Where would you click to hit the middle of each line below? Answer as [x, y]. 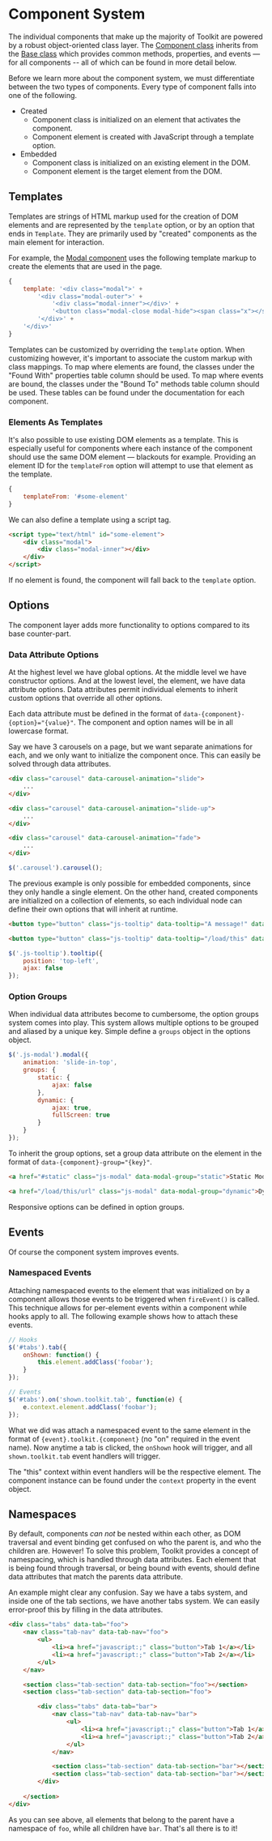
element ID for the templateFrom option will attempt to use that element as [131, 466]
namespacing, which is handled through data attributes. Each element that [132, 1560]
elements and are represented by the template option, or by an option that [132, 224]
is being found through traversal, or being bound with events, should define [134, 1568]
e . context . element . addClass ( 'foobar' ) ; [90, 1407]
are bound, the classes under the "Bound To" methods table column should [134, 384]
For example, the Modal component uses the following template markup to [132, 258]
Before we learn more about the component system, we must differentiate [132, 78]
